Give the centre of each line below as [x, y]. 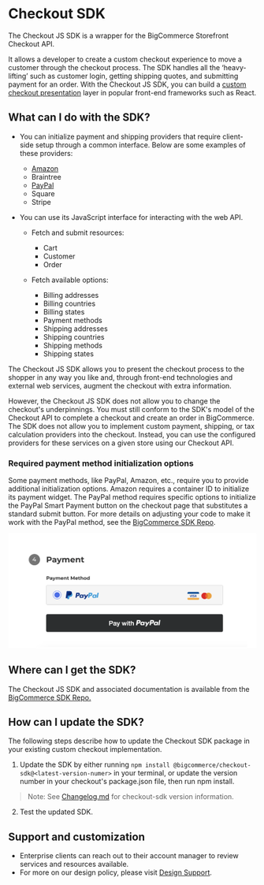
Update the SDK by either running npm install [95, 764]
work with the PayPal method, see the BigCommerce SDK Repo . [112, 522]
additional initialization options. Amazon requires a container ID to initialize [129, 489]
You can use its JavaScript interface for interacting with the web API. [131, 217]
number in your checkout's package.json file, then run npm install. [127, 782]
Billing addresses [71, 295]
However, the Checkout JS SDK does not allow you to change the [114, 401]
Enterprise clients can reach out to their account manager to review [129, 856]
